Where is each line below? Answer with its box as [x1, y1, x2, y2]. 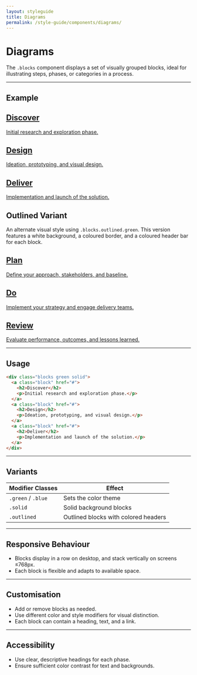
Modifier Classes [9, 484, 58, 493]
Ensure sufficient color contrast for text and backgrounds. [14, 662, 155, 669]
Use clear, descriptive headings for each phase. [14, 656, 131, 663]
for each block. [6, 238, 43, 245]
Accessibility [6, 640, 55, 650]
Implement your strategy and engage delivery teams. [6, 303, 134, 311]
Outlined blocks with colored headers [63, 513, 167, 521]
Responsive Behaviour [6, 539, 90, 549]
